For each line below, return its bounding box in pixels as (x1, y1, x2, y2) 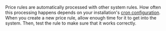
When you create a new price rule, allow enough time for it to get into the (5, 15, 157, 20)
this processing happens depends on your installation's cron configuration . (5, 9, 161, 15)
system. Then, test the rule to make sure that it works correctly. (5, 20, 137, 26)
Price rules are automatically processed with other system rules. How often (5, 4, 161, 10)
